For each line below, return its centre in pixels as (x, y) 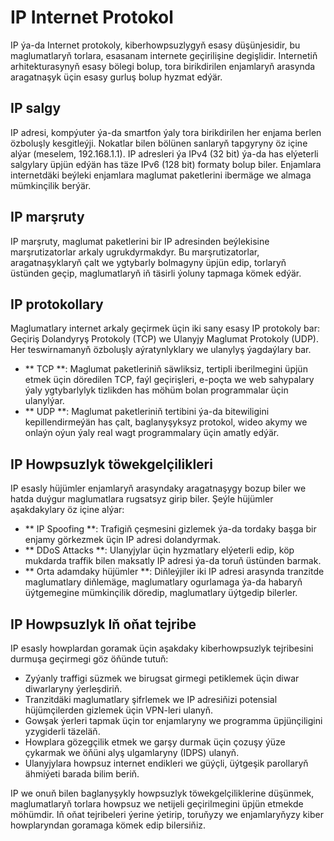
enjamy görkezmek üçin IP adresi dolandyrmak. (123, 540)
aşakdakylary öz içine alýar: (67, 510)
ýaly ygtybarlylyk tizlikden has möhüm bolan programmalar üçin (156, 390)
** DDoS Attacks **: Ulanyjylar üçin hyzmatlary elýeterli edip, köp (159, 550)
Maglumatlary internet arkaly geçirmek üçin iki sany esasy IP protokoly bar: (165, 328)
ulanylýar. (44, 401)
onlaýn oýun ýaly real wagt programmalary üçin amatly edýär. (152, 433)
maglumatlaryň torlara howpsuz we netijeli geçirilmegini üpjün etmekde (157, 804)
